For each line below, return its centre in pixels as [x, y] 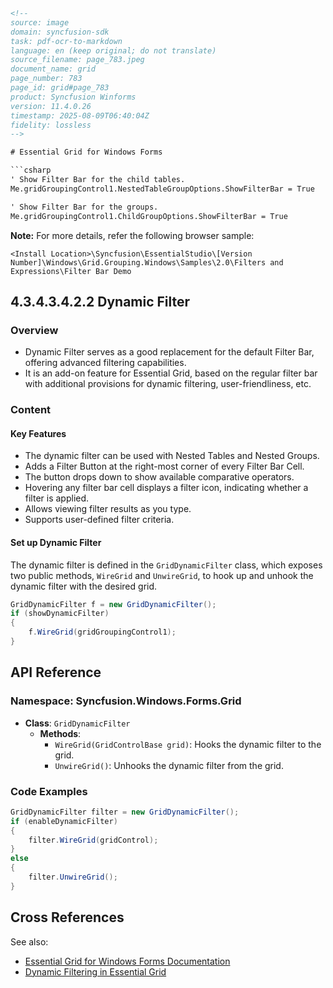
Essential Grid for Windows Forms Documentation [127, 961]
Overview [34, 330]
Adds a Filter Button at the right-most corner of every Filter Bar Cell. [164, 466]
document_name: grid [53, 69]
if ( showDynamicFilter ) [60, 614]
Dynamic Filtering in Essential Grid [95, 971]
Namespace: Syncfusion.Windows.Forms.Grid [126, 701]
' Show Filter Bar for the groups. [84, 207]
